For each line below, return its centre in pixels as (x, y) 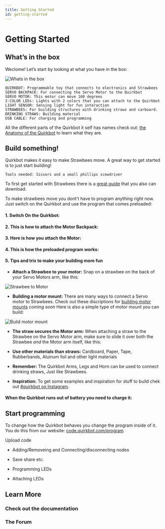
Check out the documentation (42, 508)
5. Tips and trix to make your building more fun (54, 261)
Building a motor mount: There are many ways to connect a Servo (80, 296)
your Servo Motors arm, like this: (45, 277)
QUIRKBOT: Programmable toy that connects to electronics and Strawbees (82, 88)
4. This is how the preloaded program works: (52, 249)
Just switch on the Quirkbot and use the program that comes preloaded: (79, 204)
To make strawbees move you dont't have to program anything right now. (80, 198)
